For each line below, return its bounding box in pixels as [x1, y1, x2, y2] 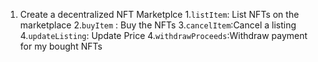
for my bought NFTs [19, 40, 103, 52]
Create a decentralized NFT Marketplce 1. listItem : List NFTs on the [19, 9, 300, 20]
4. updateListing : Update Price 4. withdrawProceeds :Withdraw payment [19, 30, 308, 41]
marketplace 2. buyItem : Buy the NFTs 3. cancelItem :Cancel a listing [19, 19, 297, 31]
